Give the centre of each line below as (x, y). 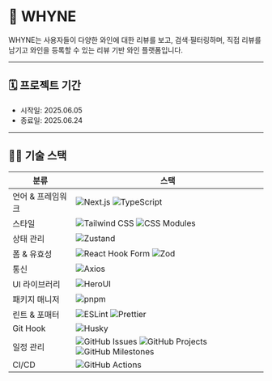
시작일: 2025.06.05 (51, 110)
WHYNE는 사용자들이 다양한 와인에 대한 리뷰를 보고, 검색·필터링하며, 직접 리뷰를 (135, 40)
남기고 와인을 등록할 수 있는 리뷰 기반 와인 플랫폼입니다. (96, 50)
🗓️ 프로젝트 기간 (45, 85)
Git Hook (29, 328)
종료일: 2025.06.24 (51, 120)
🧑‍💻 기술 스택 (38, 156)
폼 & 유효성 (32, 254)
